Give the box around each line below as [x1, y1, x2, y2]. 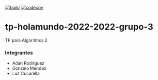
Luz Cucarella [12, 70, 40, 77]
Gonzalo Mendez [12, 66, 47, 71]
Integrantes [5, 49, 33, 56]
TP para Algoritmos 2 [5, 37, 47, 43]
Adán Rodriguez [12, 60, 45, 66]
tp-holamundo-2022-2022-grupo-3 [5, 22, 154, 32]
